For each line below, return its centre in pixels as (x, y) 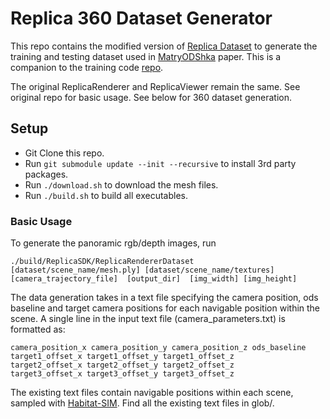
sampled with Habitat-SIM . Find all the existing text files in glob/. (142, 403)
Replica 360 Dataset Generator (141, 18)
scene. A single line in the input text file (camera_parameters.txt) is (148, 319)
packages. (46, 174)
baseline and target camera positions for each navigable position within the (165, 308)
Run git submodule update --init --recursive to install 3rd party (160, 163)
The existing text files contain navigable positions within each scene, (152, 393)
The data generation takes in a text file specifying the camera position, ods (164, 298)
